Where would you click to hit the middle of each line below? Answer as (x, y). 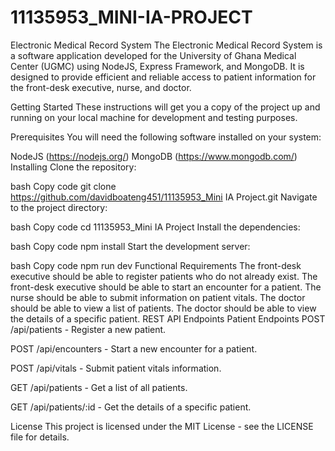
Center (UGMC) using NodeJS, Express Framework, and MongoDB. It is (157, 66)
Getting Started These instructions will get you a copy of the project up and (165, 107)
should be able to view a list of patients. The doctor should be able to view (163, 308)
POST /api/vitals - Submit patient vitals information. (116, 368)
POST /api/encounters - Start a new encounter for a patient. (134, 348)
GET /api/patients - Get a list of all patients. (99, 387)
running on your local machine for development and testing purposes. (154, 117)
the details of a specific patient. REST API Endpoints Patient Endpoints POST (168, 318)
